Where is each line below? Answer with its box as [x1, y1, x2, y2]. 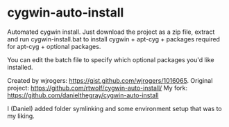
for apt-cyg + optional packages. [7, 42, 101, 50]
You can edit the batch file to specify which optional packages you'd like [7, 55, 214, 63]
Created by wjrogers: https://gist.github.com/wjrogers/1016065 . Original [7, 76, 213, 84]
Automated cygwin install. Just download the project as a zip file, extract [7, 28, 215, 36]
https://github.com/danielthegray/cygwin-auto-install [7, 91, 159, 99]
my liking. [7, 112, 35, 120]
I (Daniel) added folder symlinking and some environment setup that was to [7, 104, 222, 113]
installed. [7, 63, 33, 71]
